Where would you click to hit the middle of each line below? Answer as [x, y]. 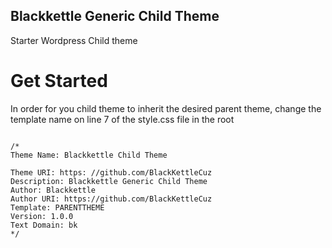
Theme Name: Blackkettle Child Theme [89, 155]
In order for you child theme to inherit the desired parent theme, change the [166, 108]
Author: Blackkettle [53, 190]
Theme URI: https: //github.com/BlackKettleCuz [111, 172]
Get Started [59, 81]
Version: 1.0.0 [42, 216]
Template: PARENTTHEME [57, 207]
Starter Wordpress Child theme [74, 40]
